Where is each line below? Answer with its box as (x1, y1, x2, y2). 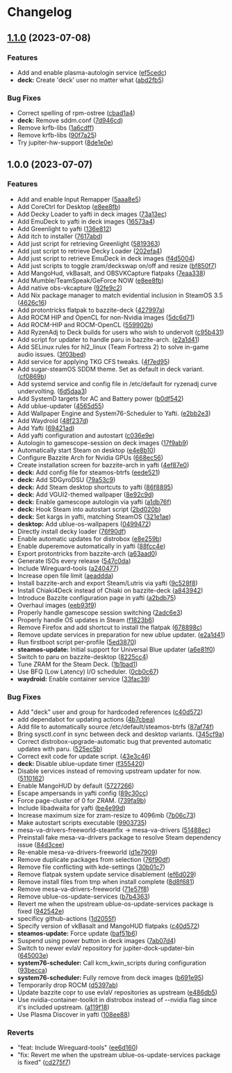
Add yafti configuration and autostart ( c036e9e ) (17, 431, 155, 440)
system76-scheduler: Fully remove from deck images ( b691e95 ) (17, 974, 204, 982)
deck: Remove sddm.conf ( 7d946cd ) (17, 116, 124, 125)
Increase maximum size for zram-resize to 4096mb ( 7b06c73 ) (17, 811, 196, 820)
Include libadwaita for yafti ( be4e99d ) (17, 804, 126, 813)
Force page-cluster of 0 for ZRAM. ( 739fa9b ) (17, 797, 147, 805)
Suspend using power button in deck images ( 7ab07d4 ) (17, 937, 176, 945)
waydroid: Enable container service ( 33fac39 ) (17, 674, 151, 683)
